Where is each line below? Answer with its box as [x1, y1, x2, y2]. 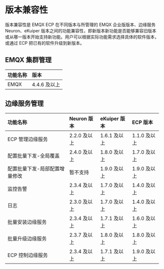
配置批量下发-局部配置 [7, 165, 60, 172]
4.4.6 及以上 [32, 81, 61, 88]
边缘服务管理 [5, 99, 44, 108]
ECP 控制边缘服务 [7, 251, 48, 258]
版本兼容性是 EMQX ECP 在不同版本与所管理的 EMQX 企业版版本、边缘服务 [5, 22, 156, 27]
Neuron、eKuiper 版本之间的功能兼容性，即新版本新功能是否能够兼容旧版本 [5, 27, 157, 33]
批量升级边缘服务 [7, 235, 47, 242]
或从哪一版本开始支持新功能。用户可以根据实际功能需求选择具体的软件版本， [5, 34, 159, 40]
